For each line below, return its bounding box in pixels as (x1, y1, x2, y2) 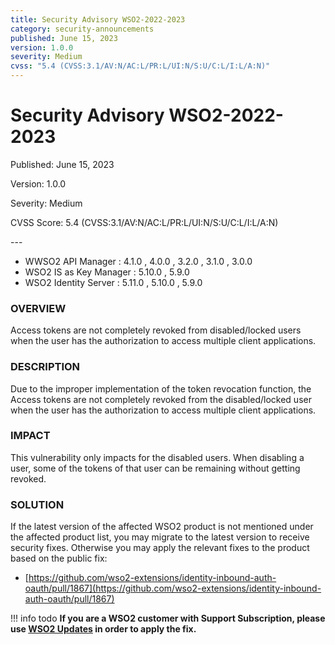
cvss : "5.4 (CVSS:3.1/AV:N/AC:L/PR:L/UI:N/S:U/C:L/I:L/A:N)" (10, 61, 271, 71)
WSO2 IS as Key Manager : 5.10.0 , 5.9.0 (24, 266, 190, 278)
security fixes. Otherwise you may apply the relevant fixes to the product (10, 542, 310, 554)
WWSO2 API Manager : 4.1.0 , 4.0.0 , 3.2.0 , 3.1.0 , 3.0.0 (24, 255, 253, 267)
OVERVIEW (10, 301, 67, 315)
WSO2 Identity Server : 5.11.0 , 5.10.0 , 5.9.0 (24, 276, 203, 288)
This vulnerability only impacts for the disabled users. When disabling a (10, 451, 305, 463)
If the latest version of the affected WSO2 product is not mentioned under (10, 521, 314, 533)
